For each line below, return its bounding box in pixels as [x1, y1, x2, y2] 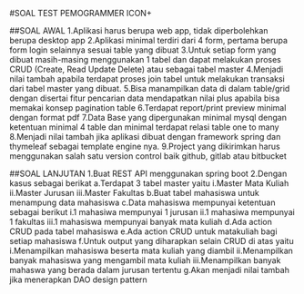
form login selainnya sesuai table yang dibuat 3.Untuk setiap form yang [9, 44, 277, 55]
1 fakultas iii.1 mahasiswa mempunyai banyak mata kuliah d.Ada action [9, 217, 273, 227]
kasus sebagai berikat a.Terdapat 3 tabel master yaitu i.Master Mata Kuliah [9, 178, 289, 189]
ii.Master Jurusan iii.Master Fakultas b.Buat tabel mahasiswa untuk [9, 188, 259, 198]
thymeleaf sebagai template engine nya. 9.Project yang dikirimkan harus [9, 141, 280, 152]
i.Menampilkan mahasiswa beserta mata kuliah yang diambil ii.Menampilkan [9, 245, 294, 256]
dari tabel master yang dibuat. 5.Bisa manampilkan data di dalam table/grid [9, 83, 290, 93]
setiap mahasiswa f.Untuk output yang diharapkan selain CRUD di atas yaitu [9, 236, 294, 246]
